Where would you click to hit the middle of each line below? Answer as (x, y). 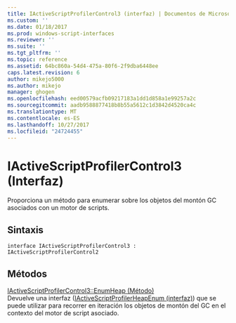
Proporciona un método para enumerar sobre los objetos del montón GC (112, 200)
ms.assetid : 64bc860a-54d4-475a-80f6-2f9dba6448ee (83, 66)
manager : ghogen (31, 92)
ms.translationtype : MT (42, 112)
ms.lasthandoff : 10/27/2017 (48, 125)
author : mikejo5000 (36, 79)
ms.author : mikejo (34, 86)
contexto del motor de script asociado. (63, 312)
